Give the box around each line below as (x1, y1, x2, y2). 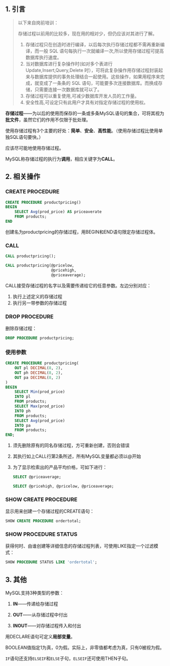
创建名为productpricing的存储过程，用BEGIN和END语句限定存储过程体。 (5, 228, 158, 235)
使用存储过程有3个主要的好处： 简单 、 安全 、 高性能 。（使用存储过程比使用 (5, 128, 159, 134)
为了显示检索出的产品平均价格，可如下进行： (12, 464, 108, 471)
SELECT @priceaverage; (12, 475, 61, 480)
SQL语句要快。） (9, 134, 44, 140)
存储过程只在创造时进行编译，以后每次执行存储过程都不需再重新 (25, 41, 160, 47)
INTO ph (14, 408, 31, 413)
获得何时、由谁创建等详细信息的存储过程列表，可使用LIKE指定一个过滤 (5, 543, 154, 549)
